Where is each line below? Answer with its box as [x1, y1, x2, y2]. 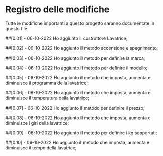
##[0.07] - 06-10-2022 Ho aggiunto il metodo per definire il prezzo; [5, 105, 145, 111]
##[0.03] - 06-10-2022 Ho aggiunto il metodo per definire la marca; [5, 55, 145, 61]
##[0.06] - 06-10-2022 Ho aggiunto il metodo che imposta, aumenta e [5, 89, 151, 95]
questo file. [5, 25, 29, 31]
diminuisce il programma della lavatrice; [5, 80, 88, 86]
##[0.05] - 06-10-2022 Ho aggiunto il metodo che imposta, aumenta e [5, 74, 151, 80]
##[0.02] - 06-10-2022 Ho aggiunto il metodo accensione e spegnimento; [5, 45, 158, 51]
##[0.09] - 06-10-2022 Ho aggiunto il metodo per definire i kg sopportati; [5, 130, 157, 136]
